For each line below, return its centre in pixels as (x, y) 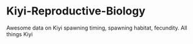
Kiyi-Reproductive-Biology (76, 11)
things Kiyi (20, 34)
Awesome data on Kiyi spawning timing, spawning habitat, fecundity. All (97, 28)
